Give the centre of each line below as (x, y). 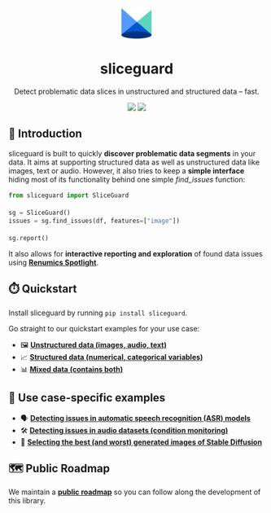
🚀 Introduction (46, 134)
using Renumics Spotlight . (54, 262)
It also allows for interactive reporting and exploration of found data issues (135, 254)
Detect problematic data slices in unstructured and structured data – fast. (137, 91)
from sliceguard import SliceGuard (69, 195)
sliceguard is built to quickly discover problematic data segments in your (132, 153)
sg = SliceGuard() (39, 213)
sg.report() (28, 239)
